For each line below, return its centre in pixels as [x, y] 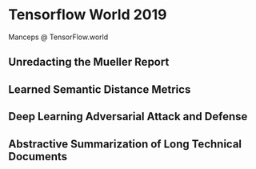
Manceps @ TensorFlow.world [58, 37]
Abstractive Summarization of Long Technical [125, 144]
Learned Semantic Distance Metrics [100, 89]
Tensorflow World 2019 [88, 15]
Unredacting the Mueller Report [89, 62]
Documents [38, 157]
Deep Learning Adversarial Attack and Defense [128, 117]
